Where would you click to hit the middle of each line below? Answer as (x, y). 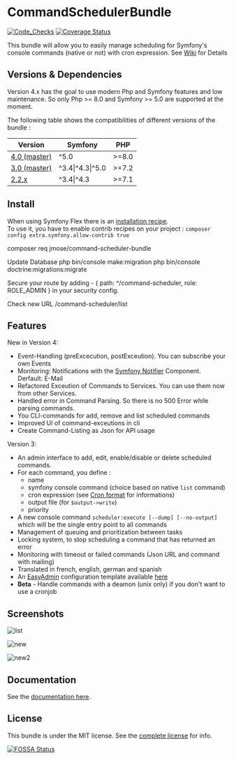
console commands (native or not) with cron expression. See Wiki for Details (117, 53)
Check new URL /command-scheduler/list (67, 304)
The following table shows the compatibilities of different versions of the (111, 120)
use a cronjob (37, 592)
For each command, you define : (64, 473)
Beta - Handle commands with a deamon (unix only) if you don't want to (121, 584)
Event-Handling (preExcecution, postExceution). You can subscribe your (122, 356)
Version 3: (22, 444)
